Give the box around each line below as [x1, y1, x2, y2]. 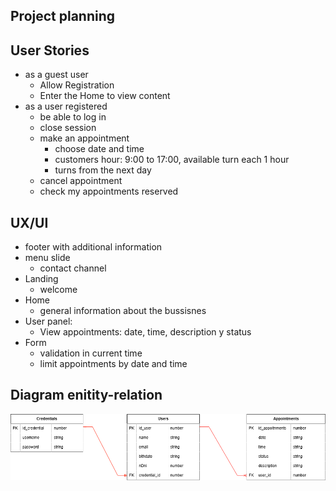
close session [39, 122, 97, 134]
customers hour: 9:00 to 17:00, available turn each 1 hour [54, 154, 290, 166]
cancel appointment [39, 175, 123, 187]
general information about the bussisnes [39, 305, 207, 317]
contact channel [39, 262, 107, 274]
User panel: [24, 315, 73, 328]
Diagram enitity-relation [10, 387, 163, 404]
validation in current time [39, 347, 143, 359]
